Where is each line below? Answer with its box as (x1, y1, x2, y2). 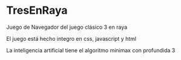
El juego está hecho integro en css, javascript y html (6, 35, 137, 42)
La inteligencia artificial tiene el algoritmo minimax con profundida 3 (6, 46, 176, 54)
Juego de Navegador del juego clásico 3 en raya (6, 23, 128, 31)
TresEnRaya (6, 4, 68, 17)
